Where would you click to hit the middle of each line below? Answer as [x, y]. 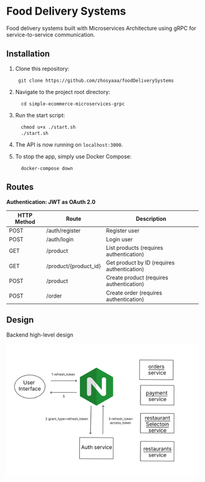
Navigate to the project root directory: [63, 92]
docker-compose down [47, 168]
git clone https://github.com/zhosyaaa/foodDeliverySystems [96, 81]
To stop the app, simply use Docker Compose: [74, 156]
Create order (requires [134, 293]
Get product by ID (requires [140, 263]
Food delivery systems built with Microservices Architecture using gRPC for [101, 28]
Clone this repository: [42, 68]
